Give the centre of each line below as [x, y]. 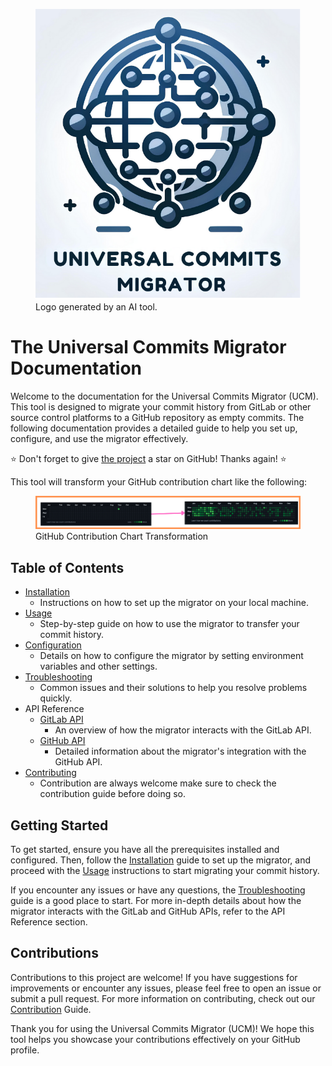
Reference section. [49, 922]
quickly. [56, 698]
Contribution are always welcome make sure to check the [158, 783]
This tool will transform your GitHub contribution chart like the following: [159, 481]
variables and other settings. [98, 666]
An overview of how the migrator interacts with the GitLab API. [183, 730]
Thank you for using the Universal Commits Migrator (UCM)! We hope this [162, 1028]
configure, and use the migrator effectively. [99, 438]
